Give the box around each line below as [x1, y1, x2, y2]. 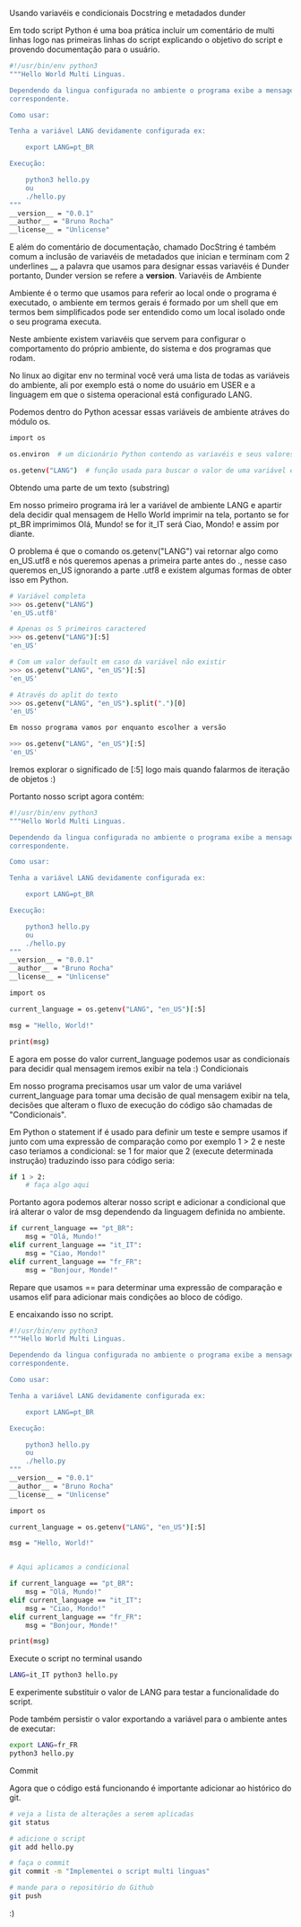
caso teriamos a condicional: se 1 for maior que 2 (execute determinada [9, 1145, 273, 1157]
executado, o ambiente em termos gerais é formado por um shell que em [9, 297, 279, 308]
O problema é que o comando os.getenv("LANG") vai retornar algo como [9, 545, 279, 556]
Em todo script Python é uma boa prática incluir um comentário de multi [9, 25, 275, 35]
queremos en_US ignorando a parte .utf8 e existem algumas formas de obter [9, 565, 292, 576]
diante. [9, 528, 35, 539]
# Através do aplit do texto [9, 691, 118, 700]
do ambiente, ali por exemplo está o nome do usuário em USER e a [9, 380, 255, 391]
